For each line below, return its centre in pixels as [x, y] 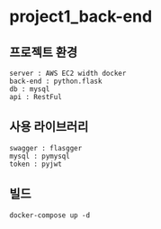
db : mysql [30, 89]
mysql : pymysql [40, 156]
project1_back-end [81, 17]
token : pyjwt [36, 164]
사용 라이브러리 [49, 127]
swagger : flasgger [46, 148]
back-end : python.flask [56, 81]
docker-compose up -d [50, 215]
